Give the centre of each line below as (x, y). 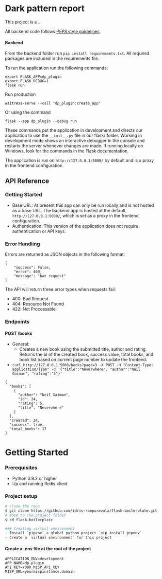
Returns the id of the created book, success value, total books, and (86, 354)
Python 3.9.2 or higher (34, 478)
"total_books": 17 (28, 429)
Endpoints (17, 322)
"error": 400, (28, 272)
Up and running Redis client (40, 483)
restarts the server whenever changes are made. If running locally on (74, 146)
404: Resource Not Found (38, 304)
